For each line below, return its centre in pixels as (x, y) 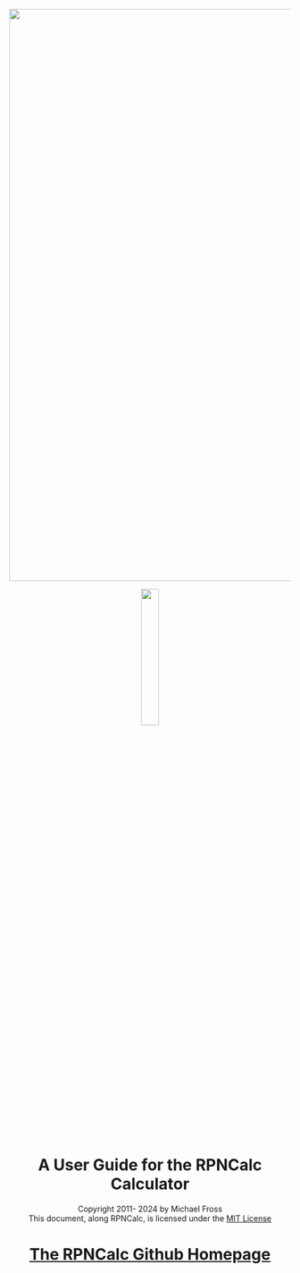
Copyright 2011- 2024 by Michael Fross (150, 1209)
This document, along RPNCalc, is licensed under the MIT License (150, 1218)
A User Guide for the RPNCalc (150, 1165)
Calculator (150, 1184)
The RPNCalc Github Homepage (150, 1255)
